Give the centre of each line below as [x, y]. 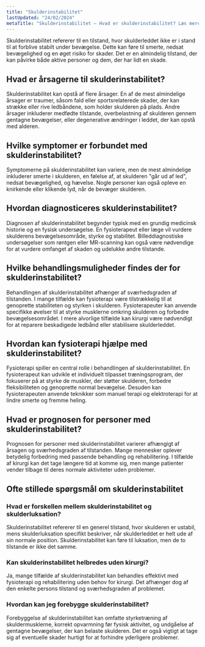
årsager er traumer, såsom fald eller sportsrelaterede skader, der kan [93, 101]
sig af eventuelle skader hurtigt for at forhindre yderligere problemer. [93, 637]
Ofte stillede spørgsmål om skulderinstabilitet [95, 489]
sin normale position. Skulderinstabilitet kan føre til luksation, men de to [96, 540]
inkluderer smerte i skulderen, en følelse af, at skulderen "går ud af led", [97, 176]
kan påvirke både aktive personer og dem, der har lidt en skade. [87, 60]
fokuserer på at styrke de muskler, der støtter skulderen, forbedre [89, 381]
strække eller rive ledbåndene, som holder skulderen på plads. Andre [93, 107]
